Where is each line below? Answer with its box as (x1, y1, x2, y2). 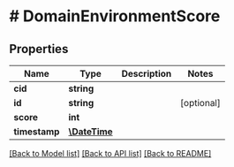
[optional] (179, 97, 221, 109)
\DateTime (68, 125, 113, 138)
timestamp (13, 125, 60, 138)
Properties (9, 42, 69, 57)
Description (121, 68, 172, 80)
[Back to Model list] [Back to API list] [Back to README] (9, 148, 212, 158)
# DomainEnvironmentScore (9, 6, 221, 27)
